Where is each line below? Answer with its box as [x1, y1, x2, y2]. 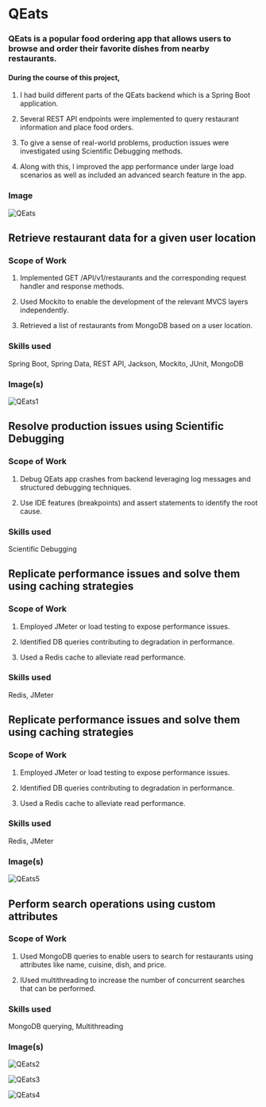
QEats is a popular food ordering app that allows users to [8, 33, 232, 45]
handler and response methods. [19, 281, 125, 291]
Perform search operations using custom [8, 897, 216, 911]
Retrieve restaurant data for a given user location [8, 231, 256, 245]
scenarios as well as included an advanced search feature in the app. [19, 170, 247, 180]
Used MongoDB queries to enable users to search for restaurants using [19, 951, 254, 961]
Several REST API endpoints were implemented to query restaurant [19, 114, 240, 124]
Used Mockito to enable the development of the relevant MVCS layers [19, 297, 249, 307]
